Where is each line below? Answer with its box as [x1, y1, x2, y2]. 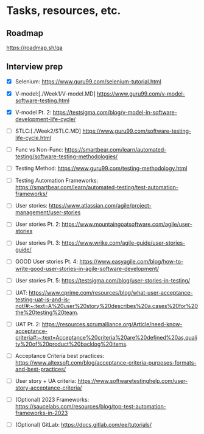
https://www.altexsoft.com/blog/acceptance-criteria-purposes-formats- [15, 359, 197, 366]
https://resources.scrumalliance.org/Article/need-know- [41, 320, 183, 327]
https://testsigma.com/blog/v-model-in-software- [52, 108, 178, 116]
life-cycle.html [15, 135, 52, 142]
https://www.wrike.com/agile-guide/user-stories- [62, 239, 186, 247]
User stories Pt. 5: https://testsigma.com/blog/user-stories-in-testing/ [15, 276, 191, 284]
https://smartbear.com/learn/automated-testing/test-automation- [15, 184, 178, 191]
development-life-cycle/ [15, 116, 76, 122]
